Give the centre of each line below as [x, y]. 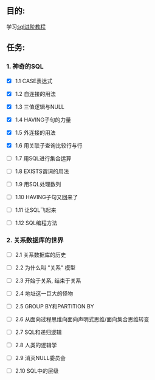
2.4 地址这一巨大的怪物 [44, 293]
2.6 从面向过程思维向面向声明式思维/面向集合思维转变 [82, 319]
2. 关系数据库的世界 [35, 240]
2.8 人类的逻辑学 [36, 345]
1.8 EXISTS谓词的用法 [42, 171]
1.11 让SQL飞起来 [36, 210]
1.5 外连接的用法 [35, 132]
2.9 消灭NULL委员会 [40, 358]
